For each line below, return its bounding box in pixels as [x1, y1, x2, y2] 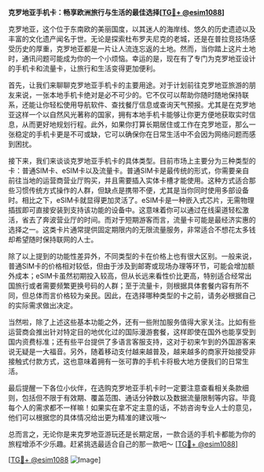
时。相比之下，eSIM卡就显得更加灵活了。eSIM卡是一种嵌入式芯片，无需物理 [8, 196, 255, 205]
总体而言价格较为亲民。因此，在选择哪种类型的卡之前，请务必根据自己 [28, 291, 256, 300]
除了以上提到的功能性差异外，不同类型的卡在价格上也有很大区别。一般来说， [8, 252, 256, 260]
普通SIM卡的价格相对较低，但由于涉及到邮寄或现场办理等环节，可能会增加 [8, 261, 248, 271]
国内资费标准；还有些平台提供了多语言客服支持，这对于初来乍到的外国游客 [8, 337, 249, 346]
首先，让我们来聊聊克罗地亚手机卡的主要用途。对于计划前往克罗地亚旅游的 [8, 80, 249, 90]
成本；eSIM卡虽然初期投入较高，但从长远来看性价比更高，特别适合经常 [14, 271, 245, 280]
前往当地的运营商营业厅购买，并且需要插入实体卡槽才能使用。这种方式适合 [8, 176, 249, 185]
